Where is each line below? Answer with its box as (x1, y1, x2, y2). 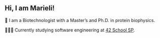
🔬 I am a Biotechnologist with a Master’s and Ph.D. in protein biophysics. (5, 17, 155, 23)
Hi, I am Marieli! (5, 4, 55, 12)
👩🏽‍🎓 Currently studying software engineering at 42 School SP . (5, 27, 135, 33)
